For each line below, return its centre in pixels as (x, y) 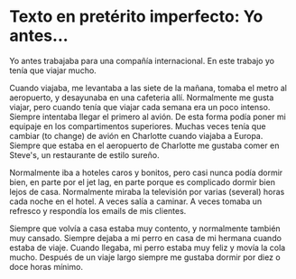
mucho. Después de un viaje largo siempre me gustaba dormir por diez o (145, 257)
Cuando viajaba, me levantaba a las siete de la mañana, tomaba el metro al (148, 88)
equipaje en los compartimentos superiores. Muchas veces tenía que (138, 126)
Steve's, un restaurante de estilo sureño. (84, 154)
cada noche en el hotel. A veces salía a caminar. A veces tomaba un (136, 201)
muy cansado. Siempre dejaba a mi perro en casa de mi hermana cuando (146, 237)
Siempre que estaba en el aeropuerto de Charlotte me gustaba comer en (144, 145)
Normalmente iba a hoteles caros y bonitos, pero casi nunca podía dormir (146, 172)
